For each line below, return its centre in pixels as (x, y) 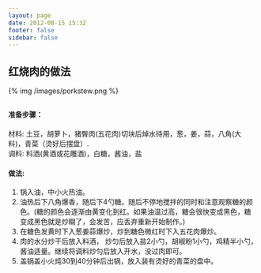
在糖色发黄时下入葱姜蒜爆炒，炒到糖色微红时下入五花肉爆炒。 (120, 232)
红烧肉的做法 (40, 71)
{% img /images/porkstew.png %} (63, 91)
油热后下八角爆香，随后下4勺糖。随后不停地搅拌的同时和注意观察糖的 (133, 202)
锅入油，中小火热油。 (54, 192)
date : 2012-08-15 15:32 (47, 23)
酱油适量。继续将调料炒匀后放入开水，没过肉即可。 (103, 251)
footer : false (32, 30)
